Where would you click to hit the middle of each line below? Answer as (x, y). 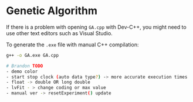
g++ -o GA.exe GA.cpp (33, 55)
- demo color (22, 72)
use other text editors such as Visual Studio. (59, 33)
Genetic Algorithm (52, 11)
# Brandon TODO (25, 66)
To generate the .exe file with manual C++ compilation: (72, 45)
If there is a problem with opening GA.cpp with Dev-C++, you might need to (96, 27)
